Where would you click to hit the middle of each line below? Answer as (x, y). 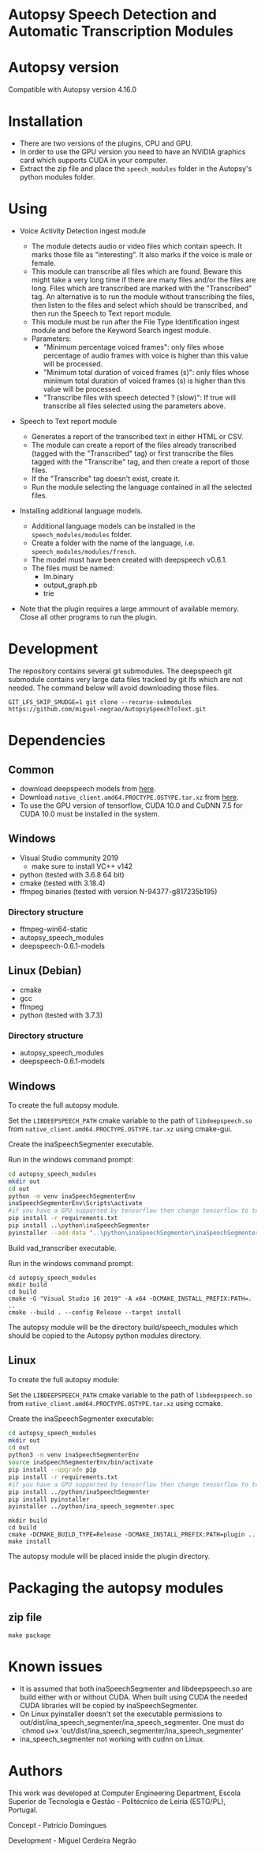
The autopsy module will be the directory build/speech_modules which (123, 1327)
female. (44, 263)
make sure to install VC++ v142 (82, 866)
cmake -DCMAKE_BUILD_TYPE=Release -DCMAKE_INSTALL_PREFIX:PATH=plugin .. (132, 1535)
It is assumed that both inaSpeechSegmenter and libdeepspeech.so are (136, 1689)
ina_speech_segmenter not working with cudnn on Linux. (112, 1739)
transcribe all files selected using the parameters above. (134, 406)
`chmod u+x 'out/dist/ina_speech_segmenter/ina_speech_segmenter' (132, 1731)
